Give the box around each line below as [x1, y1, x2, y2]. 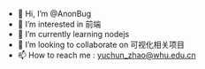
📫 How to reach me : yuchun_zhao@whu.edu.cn [17, 50, 196, 60]
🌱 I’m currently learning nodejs [17, 29, 130, 39]
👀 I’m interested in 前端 [17, 19, 102, 29]
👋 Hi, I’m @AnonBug [17, 9, 92, 19]
